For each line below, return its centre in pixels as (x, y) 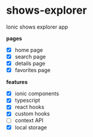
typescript (27, 100)
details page (30, 64)
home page (29, 50)
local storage (31, 127)
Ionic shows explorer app (37, 27)
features (17, 82)
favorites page (32, 70)
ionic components (37, 94)
